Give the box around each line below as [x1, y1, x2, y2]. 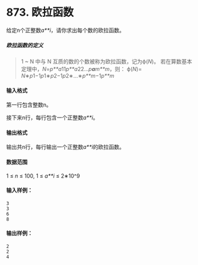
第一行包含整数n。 [6, 101, 52, 108]
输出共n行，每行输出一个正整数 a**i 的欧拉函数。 [6, 143, 125, 151]
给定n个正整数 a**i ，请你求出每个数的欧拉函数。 [6, 26, 125, 34]
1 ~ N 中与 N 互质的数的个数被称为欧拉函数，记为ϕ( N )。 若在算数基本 [20, 58, 193, 65]
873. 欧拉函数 [6, 5, 74, 19]
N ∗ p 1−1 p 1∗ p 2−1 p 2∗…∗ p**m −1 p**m [20, 72, 114, 79]
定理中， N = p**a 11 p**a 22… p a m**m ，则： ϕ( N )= [20, 65, 143, 72]
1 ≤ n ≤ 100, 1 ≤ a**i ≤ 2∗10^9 [6, 172, 80, 179]
